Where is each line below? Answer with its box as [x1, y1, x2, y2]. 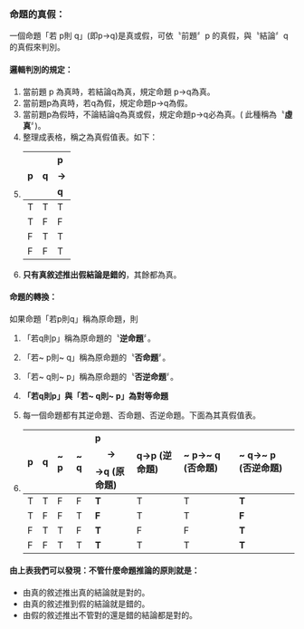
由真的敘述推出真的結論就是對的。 [22, 586, 150, 597]
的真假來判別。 [9, 42, 65, 53]
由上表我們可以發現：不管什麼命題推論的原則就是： [9, 565, 200, 576]
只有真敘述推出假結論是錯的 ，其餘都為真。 [22, 269, 182, 280]
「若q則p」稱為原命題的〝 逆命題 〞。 [22, 333, 156, 344]
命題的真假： [9, 7, 66, 20]
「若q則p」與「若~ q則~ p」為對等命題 [22, 390, 169, 401]
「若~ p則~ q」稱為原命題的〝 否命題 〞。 [22, 352, 171, 363]
